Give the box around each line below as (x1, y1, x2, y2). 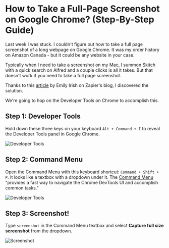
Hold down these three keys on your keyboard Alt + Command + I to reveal (5, 125, 160, 131)
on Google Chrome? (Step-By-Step (5, 14, 155, 25)
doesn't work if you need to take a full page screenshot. (5, 72, 122, 78)
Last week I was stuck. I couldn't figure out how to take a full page (5, 41, 143, 47)
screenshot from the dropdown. (5, 228, 72, 234)
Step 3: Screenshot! (5, 209, 70, 218)
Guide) (5, 25, 34, 36)
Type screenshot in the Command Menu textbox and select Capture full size (5, 223, 164, 229)
